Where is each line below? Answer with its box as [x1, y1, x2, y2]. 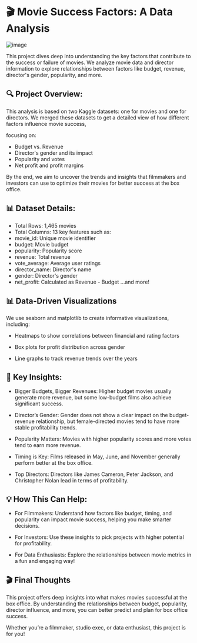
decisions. [14, 522, 40, 529]
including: [6, 321, 31, 328]
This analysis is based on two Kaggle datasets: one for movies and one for [6, 108, 187, 115]
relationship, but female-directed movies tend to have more [36, 418, 180, 425]
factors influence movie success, [6, 120, 86, 127]
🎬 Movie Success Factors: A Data [6, 5, 173, 19]
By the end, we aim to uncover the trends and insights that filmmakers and [6, 173, 186, 180]
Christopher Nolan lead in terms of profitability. [14, 477, 129, 484]
